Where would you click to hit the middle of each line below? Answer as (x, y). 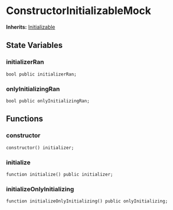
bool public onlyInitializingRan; (48, 101)
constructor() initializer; (40, 147)
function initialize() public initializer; (60, 174)
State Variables (34, 45)
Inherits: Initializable (31, 27)
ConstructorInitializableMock (79, 11)
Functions (25, 119)
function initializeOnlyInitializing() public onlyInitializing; (87, 201)
